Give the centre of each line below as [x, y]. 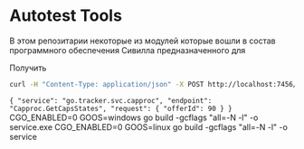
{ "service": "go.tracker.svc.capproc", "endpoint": [111, 100]
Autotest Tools [66, 16]
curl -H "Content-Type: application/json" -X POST [107, 84]
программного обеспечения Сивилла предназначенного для [128, 50]
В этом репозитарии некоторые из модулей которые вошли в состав [142, 41]
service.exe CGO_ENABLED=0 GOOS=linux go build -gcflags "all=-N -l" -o [148, 126]
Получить [28, 68]
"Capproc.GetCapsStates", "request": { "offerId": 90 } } [121, 108]
